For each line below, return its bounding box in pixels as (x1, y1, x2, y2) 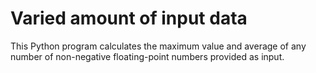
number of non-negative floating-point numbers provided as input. (10, 50, 285, 62)
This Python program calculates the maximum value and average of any (10, 40, 307, 52)
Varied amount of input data (10, 7, 248, 30)
